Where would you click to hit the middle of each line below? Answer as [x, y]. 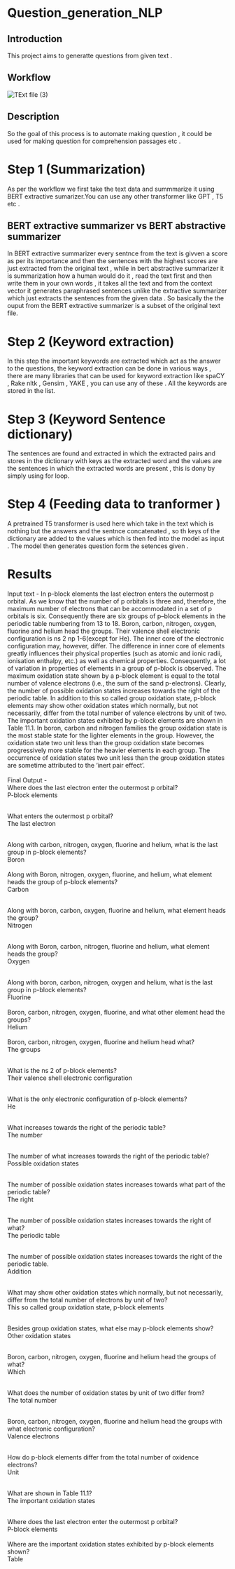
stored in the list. [31, 391]
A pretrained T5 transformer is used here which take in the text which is [111, 523]
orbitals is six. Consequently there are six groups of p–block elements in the [116, 616]
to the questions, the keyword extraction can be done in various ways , [109, 368]
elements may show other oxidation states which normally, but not [102, 706]
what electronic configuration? [51, 1429]
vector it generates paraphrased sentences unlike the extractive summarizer [117, 291]
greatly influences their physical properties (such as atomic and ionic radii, [115, 653]
